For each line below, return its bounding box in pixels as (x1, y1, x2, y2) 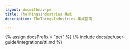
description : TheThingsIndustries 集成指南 (5, 16, 92, 21)
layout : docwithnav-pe (5, 7, 52, 12)
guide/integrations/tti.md (5, 39, 55, 45)
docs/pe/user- (96, 34, 125, 40)
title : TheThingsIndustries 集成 (5, 12, 72, 17)
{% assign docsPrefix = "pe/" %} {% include (5, 34, 95, 40)
